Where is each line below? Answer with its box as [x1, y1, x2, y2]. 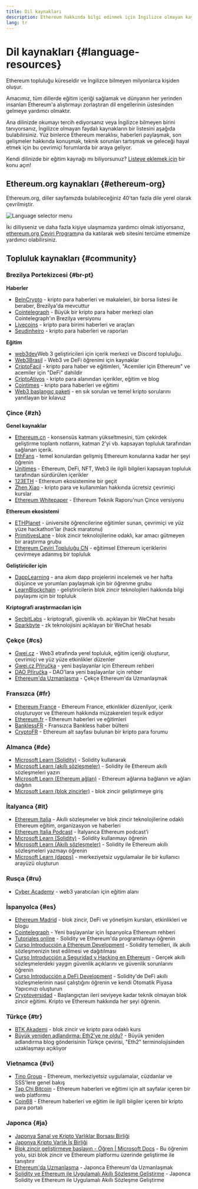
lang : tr [6, 19, 28, 25]
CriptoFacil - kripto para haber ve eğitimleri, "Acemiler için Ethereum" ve [14, 363, 190, 370]
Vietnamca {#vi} [6, 1060, 55, 1068]
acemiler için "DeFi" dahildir [14, 369, 82, 376]
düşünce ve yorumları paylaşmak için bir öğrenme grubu [14, 580, 152, 587]
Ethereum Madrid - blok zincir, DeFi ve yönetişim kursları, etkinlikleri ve [14, 916, 187, 923]
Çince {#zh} [6, 409, 42, 417]
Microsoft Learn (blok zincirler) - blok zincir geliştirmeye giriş [14, 788, 164, 794]
